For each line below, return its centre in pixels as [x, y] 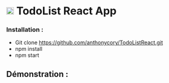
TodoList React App [66, 11]
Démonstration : [37, 74]
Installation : [25, 30]
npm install [29, 49]
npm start [27, 56]
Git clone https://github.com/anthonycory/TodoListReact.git [89, 42]
